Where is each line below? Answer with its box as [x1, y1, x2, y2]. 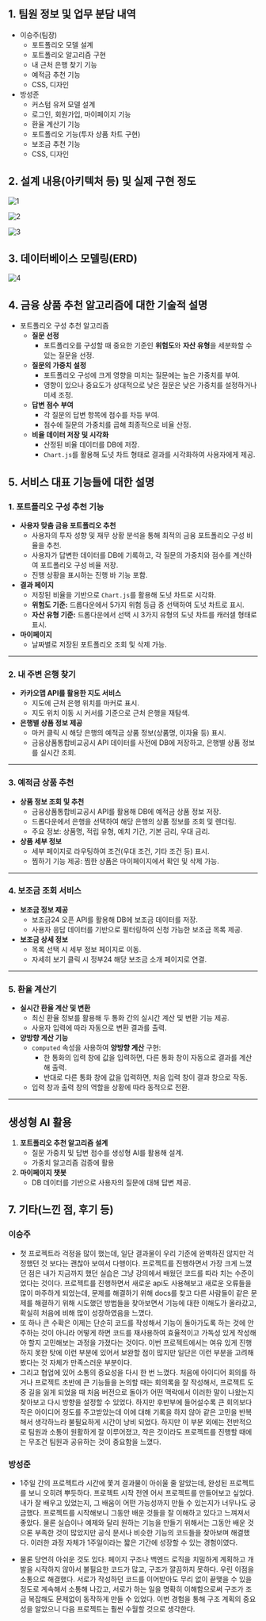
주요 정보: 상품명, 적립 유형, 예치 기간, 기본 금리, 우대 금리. [31, 826, 211, 835]
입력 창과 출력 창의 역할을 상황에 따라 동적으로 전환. [31, 1082, 190, 1093]
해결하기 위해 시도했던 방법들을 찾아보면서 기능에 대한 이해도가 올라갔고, [34, 1298, 257, 1308]
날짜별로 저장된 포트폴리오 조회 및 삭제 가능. [31, 640, 167, 649]
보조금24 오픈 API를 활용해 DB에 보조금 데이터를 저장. [31, 915, 198, 924]
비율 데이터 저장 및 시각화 [31, 430, 109, 440]
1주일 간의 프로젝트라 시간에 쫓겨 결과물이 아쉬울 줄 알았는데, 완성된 [19, 1478, 228, 1488]
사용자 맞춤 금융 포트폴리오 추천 [19, 520, 116, 530]
